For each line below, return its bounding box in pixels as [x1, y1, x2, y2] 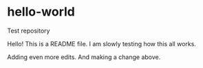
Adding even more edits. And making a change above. [7, 52, 161, 61]
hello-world [7, 4, 76, 20]
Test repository [7, 27, 50, 35]
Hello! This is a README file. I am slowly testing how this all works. [7, 39, 196, 48]
